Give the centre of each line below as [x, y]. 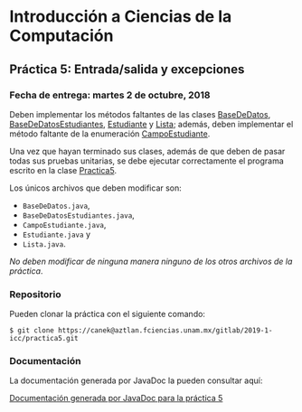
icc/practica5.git [44, 339]
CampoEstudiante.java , [64, 224]
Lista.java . [44, 243]
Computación [61, 36]
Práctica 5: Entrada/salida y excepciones [127, 69]
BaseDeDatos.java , [56, 205]
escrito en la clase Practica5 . [63, 170]
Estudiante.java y [56, 234]
